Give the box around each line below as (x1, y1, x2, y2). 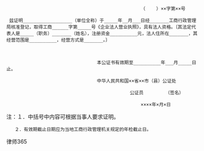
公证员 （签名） (129, 90, 184, 96)
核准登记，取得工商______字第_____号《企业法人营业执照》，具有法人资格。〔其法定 (10, 24, 192, 30)
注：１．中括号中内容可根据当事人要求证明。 (6, 113, 119, 120)
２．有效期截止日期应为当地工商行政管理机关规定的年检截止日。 (14, 127, 152, 133)
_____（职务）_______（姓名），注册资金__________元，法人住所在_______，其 (20, 31, 198, 37)
